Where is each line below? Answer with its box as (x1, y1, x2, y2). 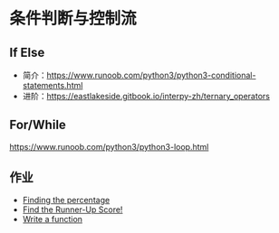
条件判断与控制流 (9, 8, 138, 29)
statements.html (22, 80, 83, 90)
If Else (9, 44, 45, 60)
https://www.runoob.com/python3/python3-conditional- (46, 70, 256, 80)
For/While (9, 117, 66, 133)
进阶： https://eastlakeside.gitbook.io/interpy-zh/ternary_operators (22, 91, 270, 101)
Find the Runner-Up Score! (22, 204, 123, 215)
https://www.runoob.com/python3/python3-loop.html (9, 141, 209, 152)
